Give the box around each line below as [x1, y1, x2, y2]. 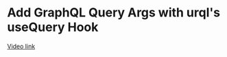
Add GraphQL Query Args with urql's [7, 5, 221, 21]
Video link [7, 42, 36, 50]
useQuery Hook [7, 19, 99, 35]
